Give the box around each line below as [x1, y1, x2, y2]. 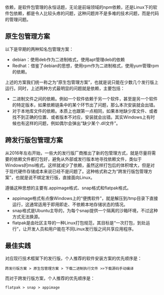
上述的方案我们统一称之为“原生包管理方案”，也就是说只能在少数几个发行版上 [5, 79, 159, 85]
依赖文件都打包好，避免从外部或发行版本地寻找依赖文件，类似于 [13, 156, 142, 162]
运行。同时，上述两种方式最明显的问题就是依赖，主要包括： [5, 85, 125, 91]
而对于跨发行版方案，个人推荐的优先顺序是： [5, 275, 95, 281]
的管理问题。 [5, 17, 31, 22]
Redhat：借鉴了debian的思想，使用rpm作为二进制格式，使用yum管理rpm [12, 63, 159, 69]
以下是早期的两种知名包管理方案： [5, 46, 74, 52]
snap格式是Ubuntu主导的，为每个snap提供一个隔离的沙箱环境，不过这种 [12, 207, 158, 213]
